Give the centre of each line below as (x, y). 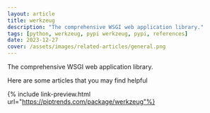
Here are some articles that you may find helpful (77, 81)
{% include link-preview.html (49, 94)
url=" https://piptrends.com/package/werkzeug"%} (81, 102)
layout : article (31, 14)
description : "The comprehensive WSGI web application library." (105, 27)
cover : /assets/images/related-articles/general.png (87, 47)
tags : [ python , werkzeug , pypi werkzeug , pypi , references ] (98, 34)
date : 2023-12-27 (33, 40)
